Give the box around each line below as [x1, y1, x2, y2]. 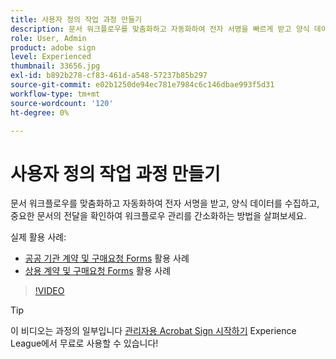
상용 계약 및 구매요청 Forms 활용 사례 [24, 265, 172, 277]
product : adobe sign [10, 42, 97, 53]
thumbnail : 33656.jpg [10, 61, 101, 71]
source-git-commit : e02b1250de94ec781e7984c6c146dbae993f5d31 [10, 80, 275, 90]
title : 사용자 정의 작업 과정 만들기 [10, 14, 143, 25]
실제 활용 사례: [10, 231, 67, 243]
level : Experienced [10, 52, 92, 62]
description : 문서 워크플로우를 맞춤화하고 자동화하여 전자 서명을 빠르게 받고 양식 [10, 24, 310, 34]
